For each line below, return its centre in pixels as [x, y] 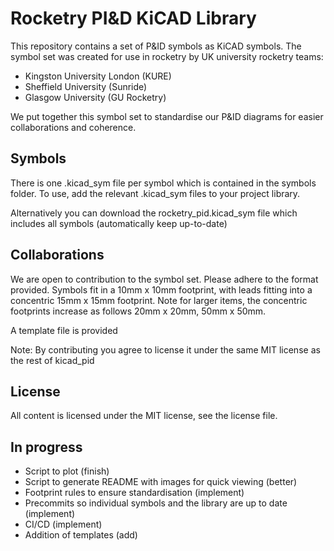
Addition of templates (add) [81, 535]
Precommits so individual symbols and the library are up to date [156, 503]
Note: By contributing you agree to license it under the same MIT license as [165, 349]
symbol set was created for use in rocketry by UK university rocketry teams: [167, 56]
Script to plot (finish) [67, 471]
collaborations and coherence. [73, 127]
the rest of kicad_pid [52, 360]
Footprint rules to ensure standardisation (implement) [134, 493]
